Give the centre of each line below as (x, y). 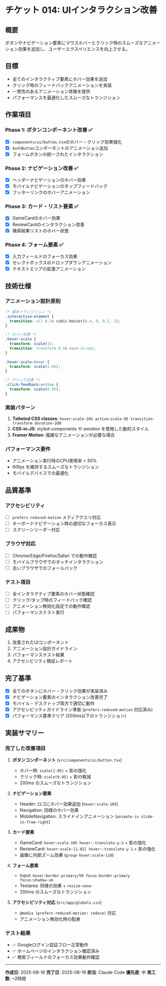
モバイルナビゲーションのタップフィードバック (60, 186)
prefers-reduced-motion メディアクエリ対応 (57, 518)
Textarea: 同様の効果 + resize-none (55, 885)
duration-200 (48, 423)
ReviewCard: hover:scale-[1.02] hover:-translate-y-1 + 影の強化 (87, 849)
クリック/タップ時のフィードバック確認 (52, 600)
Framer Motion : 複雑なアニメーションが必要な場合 (63, 435)
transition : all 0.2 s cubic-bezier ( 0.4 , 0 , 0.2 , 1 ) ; (65, 321)
